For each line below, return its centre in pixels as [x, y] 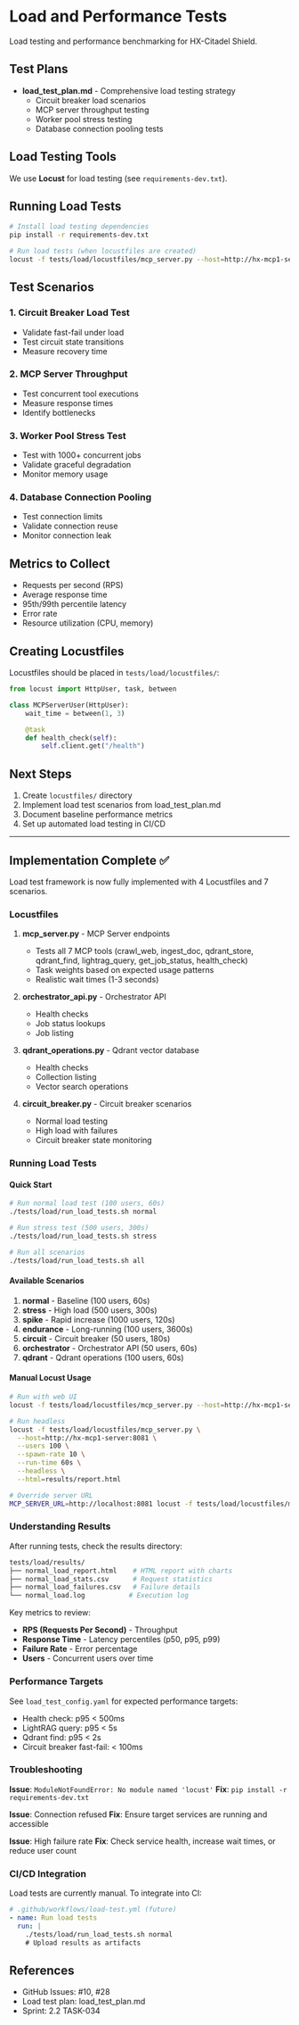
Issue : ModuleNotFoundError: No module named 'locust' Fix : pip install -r [148, 1789]
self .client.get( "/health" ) [93, 746]
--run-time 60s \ [49, 1463]
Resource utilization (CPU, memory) [88, 623]
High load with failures [77, 1131]
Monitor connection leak [67, 535]
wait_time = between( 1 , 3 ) [75, 713]
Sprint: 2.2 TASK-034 [61, 2011]
